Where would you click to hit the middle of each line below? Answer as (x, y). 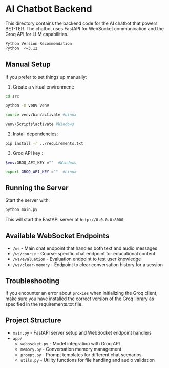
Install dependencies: (35, 134)
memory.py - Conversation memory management (71, 349)
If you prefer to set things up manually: (46, 77)
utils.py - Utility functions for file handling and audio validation (88, 360)
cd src (12, 96)
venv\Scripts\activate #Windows (40, 124)
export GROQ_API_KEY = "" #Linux (41, 172)
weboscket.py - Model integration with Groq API (70, 343)
